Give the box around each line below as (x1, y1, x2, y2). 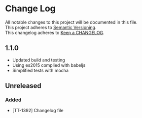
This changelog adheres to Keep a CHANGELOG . (5, 29, 105, 35)
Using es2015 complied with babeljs (12, 62, 86, 68)
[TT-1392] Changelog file (12, 108, 64, 114)
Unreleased (5, 82, 42, 90)
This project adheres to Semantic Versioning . (5, 24, 97, 30)
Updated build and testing (12, 57, 65, 63)
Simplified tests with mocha (12, 67, 69, 73)
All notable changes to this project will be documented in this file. (5, 19, 138, 25)
